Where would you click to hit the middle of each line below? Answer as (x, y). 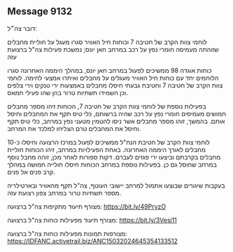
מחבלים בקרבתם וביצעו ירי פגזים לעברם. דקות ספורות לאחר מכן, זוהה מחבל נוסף (114, 157)
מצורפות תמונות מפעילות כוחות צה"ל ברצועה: (67, 233)
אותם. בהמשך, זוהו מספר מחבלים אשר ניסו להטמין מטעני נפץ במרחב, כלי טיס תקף (116, 121)
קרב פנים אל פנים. (31, 171)
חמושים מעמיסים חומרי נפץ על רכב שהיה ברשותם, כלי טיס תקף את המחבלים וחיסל (117, 113)
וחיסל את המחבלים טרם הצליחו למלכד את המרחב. (74, 128)
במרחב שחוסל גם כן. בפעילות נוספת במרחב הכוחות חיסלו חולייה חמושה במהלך (112, 164)
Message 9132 (40, 12)
